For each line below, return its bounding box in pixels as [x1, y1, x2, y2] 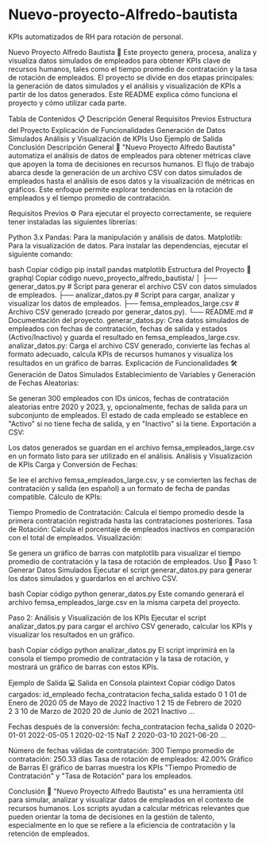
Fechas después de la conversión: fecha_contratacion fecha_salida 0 [8, 722, 234, 731]
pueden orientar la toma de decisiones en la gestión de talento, [8, 812, 215, 821]
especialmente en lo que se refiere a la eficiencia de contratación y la [8, 820, 236, 829]
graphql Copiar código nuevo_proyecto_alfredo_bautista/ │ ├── [8, 273, 218, 283]
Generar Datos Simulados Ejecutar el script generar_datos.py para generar [8, 565, 253, 575]
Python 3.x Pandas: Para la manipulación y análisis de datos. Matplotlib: [8, 232, 243, 242]
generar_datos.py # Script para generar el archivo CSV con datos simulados [8, 281, 257, 291]
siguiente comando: [8, 249, 73, 259]
